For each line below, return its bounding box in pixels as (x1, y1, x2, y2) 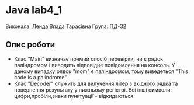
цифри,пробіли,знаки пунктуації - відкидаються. (13, 92, 135, 99)
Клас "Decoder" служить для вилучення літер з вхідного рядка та (13, 80, 178, 87)
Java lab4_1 (5, 3, 63, 17)
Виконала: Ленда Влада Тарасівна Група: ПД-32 (5, 23, 127, 30)
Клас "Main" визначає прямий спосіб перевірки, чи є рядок (13, 55, 164, 62)
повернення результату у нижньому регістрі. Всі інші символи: (13, 86, 172, 93)
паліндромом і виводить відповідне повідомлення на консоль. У (13, 61, 175, 68)
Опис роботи (5, 40, 56, 50)
